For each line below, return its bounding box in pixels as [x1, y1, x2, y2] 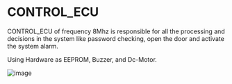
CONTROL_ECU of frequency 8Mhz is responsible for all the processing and [7, 27, 226, 35]
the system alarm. [7, 42, 59, 50]
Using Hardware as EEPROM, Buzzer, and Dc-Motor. [7, 55, 158, 63]
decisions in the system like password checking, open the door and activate [7, 34, 224, 42]
